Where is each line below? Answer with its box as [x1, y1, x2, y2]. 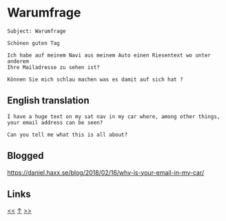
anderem [7, 57, 30, 65]
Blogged [7, 150, 44, 162]
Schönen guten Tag [7, 39, 60, 46]
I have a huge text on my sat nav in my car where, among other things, [7, 113, 220, 120]
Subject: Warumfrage [7, 28, 67, 35]
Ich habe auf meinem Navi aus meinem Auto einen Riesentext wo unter [7, 52, 212, 59]
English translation [7, 95, 90, 106]
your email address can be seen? [7, 119, 103, 126]
